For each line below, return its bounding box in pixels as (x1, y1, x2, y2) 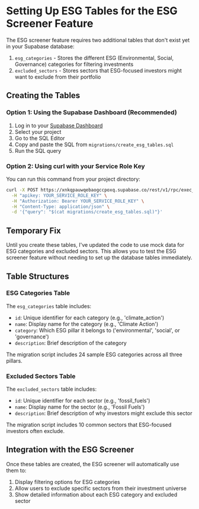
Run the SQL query (14, 147, 62, 154)
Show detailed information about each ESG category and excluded (14, 491, 178, 498)
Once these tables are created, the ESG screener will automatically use (6, 460, 179, 467)
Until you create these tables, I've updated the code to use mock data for (6, 241, 185, 249)
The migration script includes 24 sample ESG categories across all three (6, 351, 182, 358)
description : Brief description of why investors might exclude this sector (14, 410, 192, 417)
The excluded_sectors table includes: (6, 385, 97, 393)
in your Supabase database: (6, 43, 75, 50)
